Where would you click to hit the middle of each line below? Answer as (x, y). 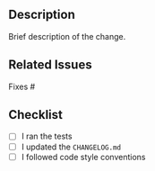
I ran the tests (47, 136)
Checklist (36, 115)
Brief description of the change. (67, 36)
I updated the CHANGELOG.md (71, 147)
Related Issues (50, 65)
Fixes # (22, 86)
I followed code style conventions (83, 157)
